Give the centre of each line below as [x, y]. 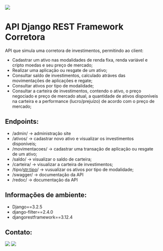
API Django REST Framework [64, 27]
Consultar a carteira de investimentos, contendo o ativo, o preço [77, 91]
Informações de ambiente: [46, 195]
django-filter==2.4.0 [33, 212]
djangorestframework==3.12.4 [42, 217]
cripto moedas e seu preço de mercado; [52, 65]
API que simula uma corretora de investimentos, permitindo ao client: [74, 50]
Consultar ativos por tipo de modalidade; [53, 85]
